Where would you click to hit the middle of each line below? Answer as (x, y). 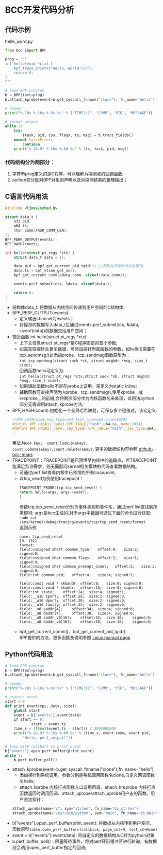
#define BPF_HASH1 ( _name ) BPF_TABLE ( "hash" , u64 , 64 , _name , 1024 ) (77, 424)
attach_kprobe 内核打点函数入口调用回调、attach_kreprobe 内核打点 (87, 787)
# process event (21, 697)
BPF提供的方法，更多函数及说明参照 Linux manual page (75, 637)
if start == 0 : (29, 720)
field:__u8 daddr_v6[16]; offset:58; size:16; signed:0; (86, 622)
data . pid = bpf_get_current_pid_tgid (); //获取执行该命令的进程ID (79, 266)
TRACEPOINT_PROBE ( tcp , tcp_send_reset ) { (61, 488)
